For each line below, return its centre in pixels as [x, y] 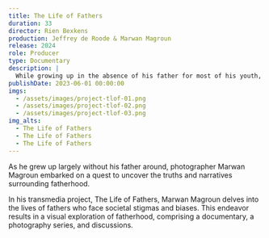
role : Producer [34, 53]
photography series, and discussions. [71, 225]
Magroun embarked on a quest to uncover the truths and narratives [120, 175]
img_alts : [25, 121]
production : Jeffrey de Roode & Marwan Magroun [90, 38]
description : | [34, 69]
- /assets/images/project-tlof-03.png [81, 114]
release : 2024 [32, 46]
